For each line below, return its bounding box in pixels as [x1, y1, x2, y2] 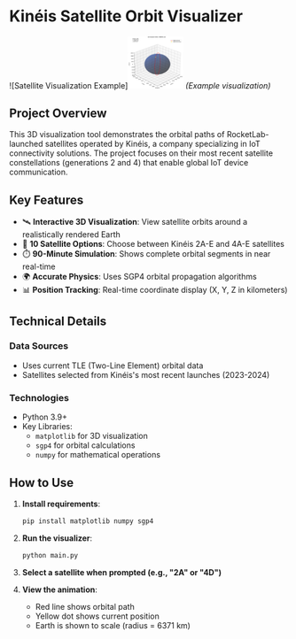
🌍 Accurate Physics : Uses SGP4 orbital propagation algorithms [21, 272, 257, 282]
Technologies [9, 391, 69, 404]
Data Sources [9, 340, 69, 352]
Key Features [9, 192, 84, 207]
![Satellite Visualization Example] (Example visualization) [9, 80, 271, 90]
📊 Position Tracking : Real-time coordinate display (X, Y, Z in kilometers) [21, 285, 288, 296]
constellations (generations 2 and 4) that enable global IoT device [9, 158, 249, 168]
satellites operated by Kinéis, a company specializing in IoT [44, 139, 261, 150]
